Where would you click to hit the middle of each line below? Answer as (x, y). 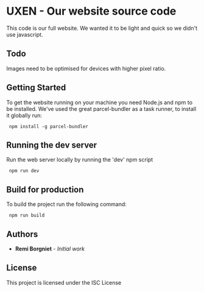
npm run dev (24, 171)
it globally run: (24, 115)
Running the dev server (52, 145)
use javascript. (25, 34)
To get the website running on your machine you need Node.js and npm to (100, 102)
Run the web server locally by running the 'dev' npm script (80, 160)
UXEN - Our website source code (91, 11)
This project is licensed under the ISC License (64, 282)
